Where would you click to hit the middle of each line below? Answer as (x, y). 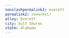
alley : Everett (21, 19)
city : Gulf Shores (24, 23)
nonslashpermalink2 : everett (35, 10)
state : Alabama (21, 28)
